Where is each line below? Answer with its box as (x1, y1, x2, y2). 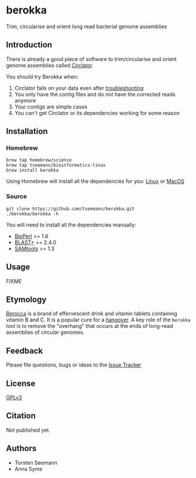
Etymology (6, 294, 47, 304)
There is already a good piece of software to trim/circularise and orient (6, 55, 177, 62)
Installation (6, 127, 48, 137)
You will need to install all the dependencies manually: (6, 221, 136, 228)
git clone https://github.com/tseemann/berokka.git (6, 206, 135, 212)
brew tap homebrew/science (6, 157, 72, 163)
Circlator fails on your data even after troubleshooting (14, 84, 144, 91)
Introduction (6, 40, 53, 50)
